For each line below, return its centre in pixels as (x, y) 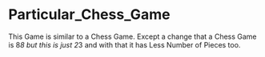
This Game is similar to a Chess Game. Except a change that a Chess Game (133, 36)
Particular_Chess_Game (89, 15)
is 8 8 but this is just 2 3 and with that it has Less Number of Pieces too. (124, 44)
